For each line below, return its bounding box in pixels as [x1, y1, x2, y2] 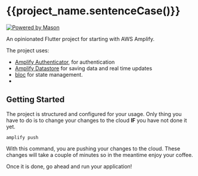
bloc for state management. [14, 71, 83, 78]
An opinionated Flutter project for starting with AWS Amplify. [6, 35, 155, 42]
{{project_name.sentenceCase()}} [6, 4, 181, 18]
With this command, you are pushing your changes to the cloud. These [6, 144, 181, 152]
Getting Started [6, 95, 65, 105]
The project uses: [6, 46, 49, 54]
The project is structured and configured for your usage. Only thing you [6, 110, 182, 117]
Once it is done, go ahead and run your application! [6, 162, 132, 170]
